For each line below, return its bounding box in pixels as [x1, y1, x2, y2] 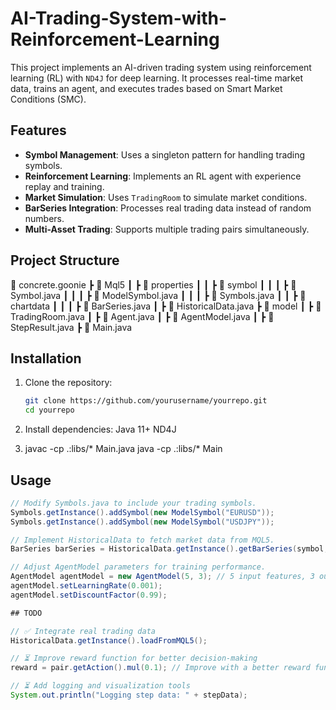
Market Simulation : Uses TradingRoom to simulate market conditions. [24, 191, 308, 203]
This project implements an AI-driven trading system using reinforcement [10, 61, 312, 73]
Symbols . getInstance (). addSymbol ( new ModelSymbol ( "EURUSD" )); [10, 507, 275, 517]
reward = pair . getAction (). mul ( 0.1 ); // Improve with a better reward [10, 663, 311, 673]
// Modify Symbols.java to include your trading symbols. [10, 498, 257, 508]
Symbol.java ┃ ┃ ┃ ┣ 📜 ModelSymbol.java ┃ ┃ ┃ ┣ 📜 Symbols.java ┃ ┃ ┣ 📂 [10, 289, 307, 301]
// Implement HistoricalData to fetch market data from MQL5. [10, 535, 275, 545]
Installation [10, 350, 82, 367]
